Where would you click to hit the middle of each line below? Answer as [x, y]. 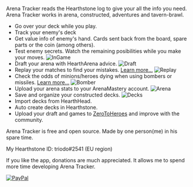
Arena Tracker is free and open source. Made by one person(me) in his [92, 131]
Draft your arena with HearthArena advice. [66, 64]
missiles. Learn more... [42, 82]
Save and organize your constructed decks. [67, 95]
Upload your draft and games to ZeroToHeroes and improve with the [97, 113]
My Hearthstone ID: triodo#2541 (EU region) [59, 149]
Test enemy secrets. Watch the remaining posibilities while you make [98, 51]
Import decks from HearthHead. [53, 101]
